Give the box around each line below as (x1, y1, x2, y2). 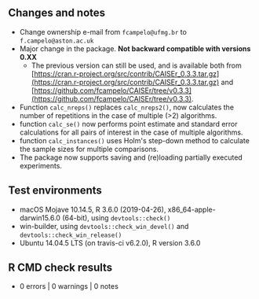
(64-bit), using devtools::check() (62, 212, 171, 223)
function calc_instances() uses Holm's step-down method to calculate (19, 135, 250, 145)
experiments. (19, 161, 63, 170)
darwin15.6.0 (19, 212, 61, 223)
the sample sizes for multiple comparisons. (19, 144, 159, 153)
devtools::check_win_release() (19, 231, 122, 239)
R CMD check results (8, 261, 113, 275)
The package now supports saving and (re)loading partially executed (19, 153, 243, 162)
